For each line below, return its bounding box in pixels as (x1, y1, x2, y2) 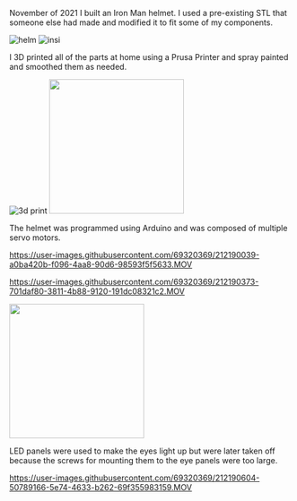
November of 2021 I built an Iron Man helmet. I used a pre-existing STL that (9, 8, 287, 18)
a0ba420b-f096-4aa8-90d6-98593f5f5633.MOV (9, 259, 193, 270)
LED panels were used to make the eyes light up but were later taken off (9, 445, 275, 456)
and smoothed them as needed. (9, 62, 127, 72)
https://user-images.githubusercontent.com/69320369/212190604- (9, 472, 260, 483)
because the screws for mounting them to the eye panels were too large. (9, 455, 278, 465)
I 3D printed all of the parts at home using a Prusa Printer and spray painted (9, 52, 289, 62)
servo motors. (9, 232, 61, 243)
